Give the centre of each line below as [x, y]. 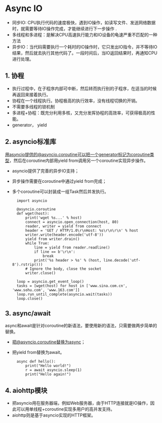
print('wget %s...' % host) [53, 218]
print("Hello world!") [48, 366]
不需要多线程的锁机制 [33, 106]
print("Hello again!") [48, 374]
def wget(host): [33, 213]
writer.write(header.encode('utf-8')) [64, 235]
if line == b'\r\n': [55, 252]
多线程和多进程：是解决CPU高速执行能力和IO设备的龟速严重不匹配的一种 [85, 35]
